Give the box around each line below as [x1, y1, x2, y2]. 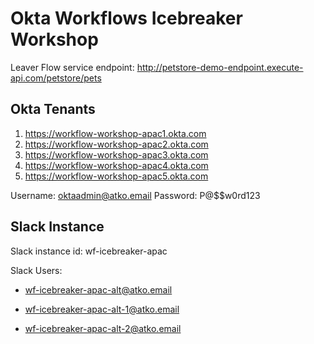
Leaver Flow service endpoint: [10, 61, 135, 73]
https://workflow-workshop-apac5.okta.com [24, 170, 209, 182]
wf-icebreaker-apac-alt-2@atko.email [24, 322, 182, 334]
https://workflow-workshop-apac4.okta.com [24, 159, 209, 171]
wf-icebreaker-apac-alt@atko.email [24, 283, 173, 296]
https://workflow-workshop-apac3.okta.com [24, 148, 209, 161]
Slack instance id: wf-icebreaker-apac [10, 245, 168, 257]
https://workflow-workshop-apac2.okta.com [24, 138, 209, 150]
